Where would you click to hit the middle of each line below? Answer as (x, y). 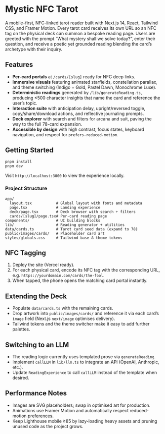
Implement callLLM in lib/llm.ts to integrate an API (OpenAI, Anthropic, (86, 362)
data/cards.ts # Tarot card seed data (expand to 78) (72, 229)
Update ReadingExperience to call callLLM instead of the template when (84, 373)
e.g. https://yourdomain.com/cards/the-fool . (58, 275)
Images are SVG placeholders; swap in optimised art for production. (81, 405)
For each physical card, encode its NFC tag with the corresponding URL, (86, 270)
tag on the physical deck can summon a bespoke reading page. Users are (80, 33)
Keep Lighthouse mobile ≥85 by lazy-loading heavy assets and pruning (85, 421)
